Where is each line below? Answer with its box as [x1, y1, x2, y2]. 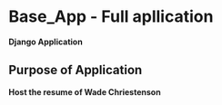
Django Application [8, 36, 83, 47]
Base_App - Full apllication [8, 6, 214, 27]
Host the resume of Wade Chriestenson [8, 86, 161, 97]
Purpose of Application [8, 62, 143, 78]
